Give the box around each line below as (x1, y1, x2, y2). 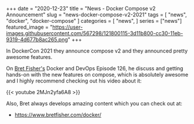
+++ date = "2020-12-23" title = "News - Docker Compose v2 (6, 5, 156, 12)
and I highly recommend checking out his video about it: (6, 77, 142, 84)
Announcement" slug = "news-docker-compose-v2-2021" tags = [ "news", (6, 11, 188, 18)
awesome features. (6, 54, 53, 60)
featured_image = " (6, 23, 53, 30)
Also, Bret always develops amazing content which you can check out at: (6, 100, 183, 107)
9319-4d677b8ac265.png (6, 36, 69, 43)
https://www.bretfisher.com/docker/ (14, 111, 101, 118)
